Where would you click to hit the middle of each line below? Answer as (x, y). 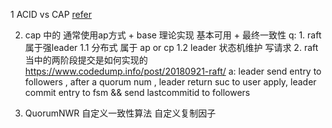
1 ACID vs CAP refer (51, 14)
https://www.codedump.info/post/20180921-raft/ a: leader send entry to (173, 71)
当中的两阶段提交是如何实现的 (86, 60)
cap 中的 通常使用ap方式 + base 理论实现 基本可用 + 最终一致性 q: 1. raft (173, 35)
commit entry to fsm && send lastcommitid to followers (137, 92)
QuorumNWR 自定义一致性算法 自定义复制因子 (120, 113)
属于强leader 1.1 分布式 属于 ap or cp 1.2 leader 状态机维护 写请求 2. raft (171, 47)
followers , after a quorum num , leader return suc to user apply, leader (170, 82)
